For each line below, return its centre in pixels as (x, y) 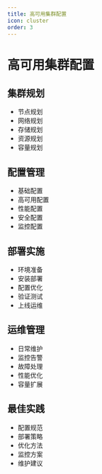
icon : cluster (28, 21)
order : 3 (20, 27)
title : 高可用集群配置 (37, 14)
